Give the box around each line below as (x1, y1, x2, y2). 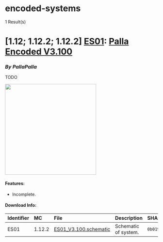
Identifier (7, 214, 30, 221)
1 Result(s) (5, 19, 26, 25)
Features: (5, 181, 25, 186)
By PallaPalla (5, 63, 37, 70)
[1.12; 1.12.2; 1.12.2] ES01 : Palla (5, 36, 129, 47)
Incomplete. (12, 191, 36, 197)
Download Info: (5, 202, 37, 208)
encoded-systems (5, 3, 81, 14)
